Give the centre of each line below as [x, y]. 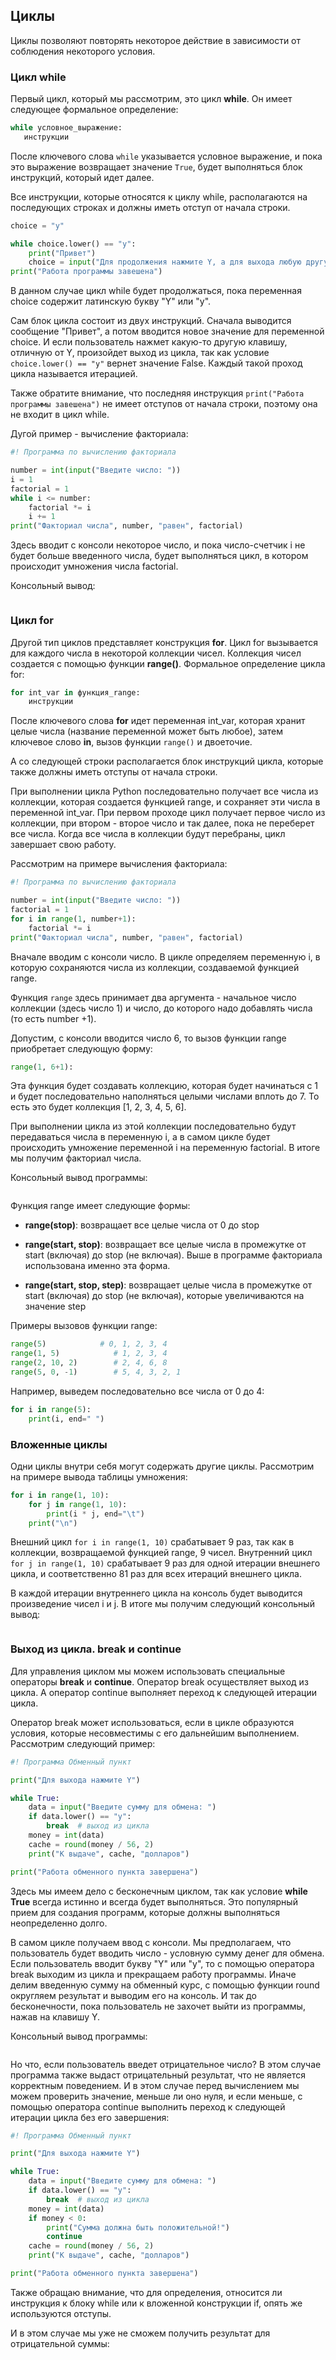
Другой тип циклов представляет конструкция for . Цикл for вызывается [164, 642]
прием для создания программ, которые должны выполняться [145, 1912]
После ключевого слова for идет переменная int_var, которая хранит [158, 721]
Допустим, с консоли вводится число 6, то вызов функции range [148, 1038]
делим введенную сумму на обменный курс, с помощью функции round [165, 1985]
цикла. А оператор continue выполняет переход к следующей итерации [163, 1692]
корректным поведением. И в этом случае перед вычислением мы [155, 2085]
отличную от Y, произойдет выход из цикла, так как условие [140, 353]
